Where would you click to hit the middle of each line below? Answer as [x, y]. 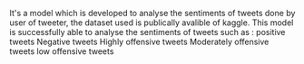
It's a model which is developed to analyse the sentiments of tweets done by [152, 13]
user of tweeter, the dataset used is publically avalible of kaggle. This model [152, 23]
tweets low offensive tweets [62, 51]
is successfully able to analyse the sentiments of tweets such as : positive [147, 32]
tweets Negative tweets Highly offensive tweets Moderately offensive [139, 41]
